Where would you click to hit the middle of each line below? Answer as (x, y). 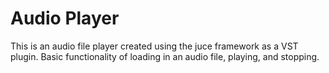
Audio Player (65, 18)
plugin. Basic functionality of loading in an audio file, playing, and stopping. (165, 56)
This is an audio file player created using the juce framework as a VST (154, 46)
